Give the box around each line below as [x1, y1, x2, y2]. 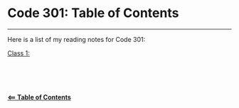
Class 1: [7, 48, 30, 58]
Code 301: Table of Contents [7, 5, 179, 21]
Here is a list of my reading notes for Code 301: [7, 35, 146, 43]
